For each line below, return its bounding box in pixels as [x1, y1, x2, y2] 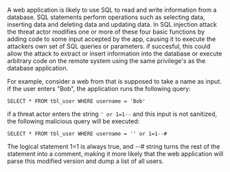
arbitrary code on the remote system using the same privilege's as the [7, 57, 206, 64]
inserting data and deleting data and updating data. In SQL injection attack [7, 21, 218, 28]
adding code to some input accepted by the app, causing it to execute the [7, 35, 216, 43]
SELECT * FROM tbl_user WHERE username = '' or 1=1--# [7, 130, 168, 137]
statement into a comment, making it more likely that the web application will [7, 150, 224, 158]
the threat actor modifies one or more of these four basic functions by [7, 27, 205, 36]
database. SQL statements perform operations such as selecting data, [7, 13, 205, 21]
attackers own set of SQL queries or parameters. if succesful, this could [7, 42, 211, 50]
